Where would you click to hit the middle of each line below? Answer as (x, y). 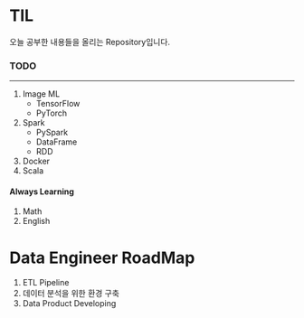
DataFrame (57, 142)
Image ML (41, 94)
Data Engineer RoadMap (102, 257)
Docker (36, 161)
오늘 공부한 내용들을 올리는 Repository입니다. (90, 42)
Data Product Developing (69, 304)
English (36, 221)
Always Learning (42, 192)
